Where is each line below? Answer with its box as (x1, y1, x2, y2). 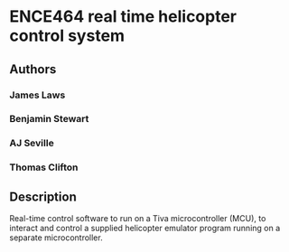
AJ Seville (9, 137, 54, 150)
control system (9, 25, 125, 46)
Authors (9, 61, 57, 77)
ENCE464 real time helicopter (9, 6, 238, 27)
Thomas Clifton (9, 161, 79, 173)
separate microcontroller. (9, 232, 103, 243)
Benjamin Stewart (9, 113, 89, 126)
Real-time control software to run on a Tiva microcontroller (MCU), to (9, 213, 266, 224)
